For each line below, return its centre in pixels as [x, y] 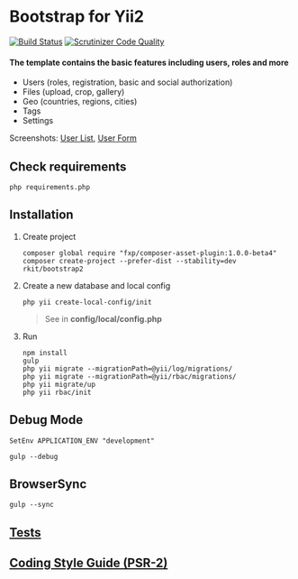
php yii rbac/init [57, 392]
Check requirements [68, 166]
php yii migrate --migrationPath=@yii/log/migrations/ [127, 368]
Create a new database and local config [96, 285]
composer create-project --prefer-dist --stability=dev [129, 261]
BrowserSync [48, 484]
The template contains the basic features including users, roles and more [149, 62]
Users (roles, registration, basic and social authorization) [127, 82]
